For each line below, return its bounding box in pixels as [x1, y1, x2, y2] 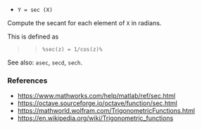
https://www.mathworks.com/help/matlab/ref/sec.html [17, 92, 176, 100]
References [7, 76, 48, 86]
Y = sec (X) [17, 6, 53, 13]
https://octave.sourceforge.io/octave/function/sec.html [17, 99, 177, 107]
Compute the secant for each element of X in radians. [7, 19, 162, 27]
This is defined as [7, 32, 59, 41]
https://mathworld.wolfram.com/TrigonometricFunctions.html [17, 107, 196, 115]
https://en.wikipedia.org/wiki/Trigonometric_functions [17, 114, 174, 123]
